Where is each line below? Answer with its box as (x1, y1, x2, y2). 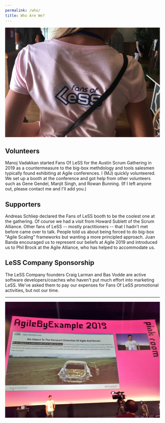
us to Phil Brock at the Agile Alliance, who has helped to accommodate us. (5, 244, 156, 250)
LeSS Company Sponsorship (5, 259, 95, 267)
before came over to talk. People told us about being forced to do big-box (5, 229, 155, 235)
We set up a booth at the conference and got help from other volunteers (5, 176, 151, 182)
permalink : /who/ (5, 8, 41, 13)
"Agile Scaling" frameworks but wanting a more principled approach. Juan (5, 234, 156, 240)
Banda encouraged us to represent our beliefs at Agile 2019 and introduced (5, 239, 158, 245)
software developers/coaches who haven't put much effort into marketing (5, 277, 155, 283)
